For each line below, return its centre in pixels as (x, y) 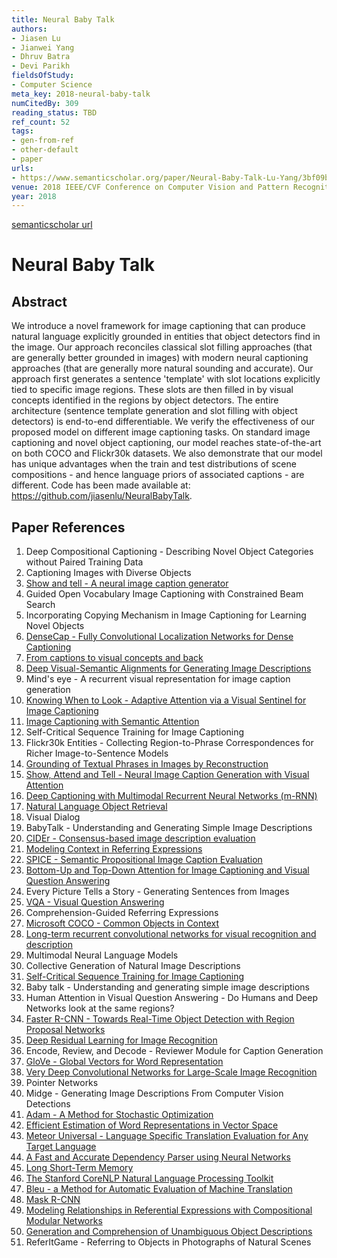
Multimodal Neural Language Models (102, 955)
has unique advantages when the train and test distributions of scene (154, 464)
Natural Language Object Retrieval (96, 807)
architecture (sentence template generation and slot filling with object (154, 411)
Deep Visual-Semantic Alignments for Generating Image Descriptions (168, 668)
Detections (48, 1104)
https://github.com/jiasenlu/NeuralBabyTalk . (102, 496)
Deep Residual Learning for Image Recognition (121, 1040)
